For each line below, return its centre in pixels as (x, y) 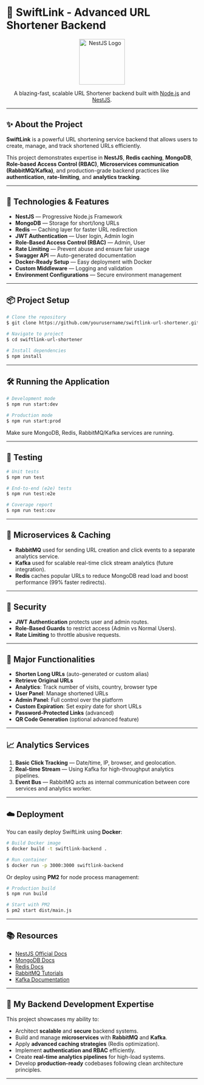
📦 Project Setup (38, 300)
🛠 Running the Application (58, 382)
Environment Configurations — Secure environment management (98, 275)
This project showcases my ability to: (53, 1019)
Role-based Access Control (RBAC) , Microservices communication (93, 164)
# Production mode (29, 416)
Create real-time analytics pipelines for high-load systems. (90, 1056)
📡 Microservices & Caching (59, 535)
